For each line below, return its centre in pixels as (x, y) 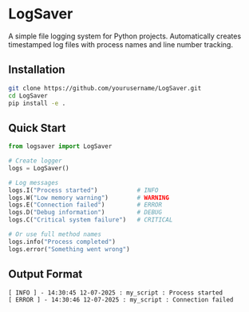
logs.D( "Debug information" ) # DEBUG (85, 213)
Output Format (45, 274)
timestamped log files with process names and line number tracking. (121, 44)
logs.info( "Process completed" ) (62, 242)
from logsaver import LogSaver (60, 146)
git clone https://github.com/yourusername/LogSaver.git (105, 88)
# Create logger (35, 161)
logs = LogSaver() (39, 168)
